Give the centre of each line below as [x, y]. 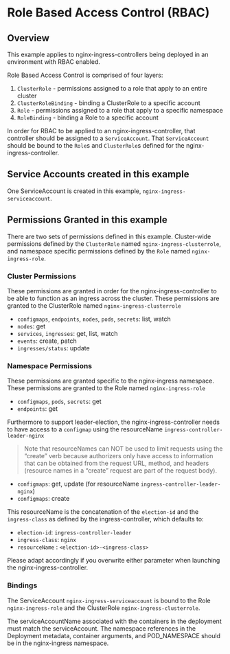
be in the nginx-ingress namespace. [58, 643]
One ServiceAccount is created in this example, [74, 191]
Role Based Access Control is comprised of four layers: [85, 75]
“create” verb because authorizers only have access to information [118, 456]
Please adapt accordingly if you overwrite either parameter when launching [114, 561]
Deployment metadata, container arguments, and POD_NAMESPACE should [114, 635]
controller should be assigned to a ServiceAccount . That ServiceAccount [108, 138]
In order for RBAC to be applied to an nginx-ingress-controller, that [101, 131]
